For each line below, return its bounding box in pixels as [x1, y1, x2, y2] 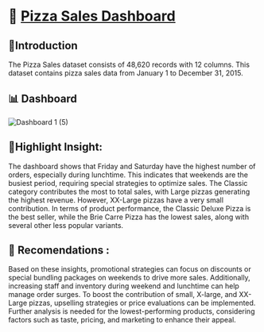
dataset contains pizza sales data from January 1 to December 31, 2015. [8, 68, 244, 78]
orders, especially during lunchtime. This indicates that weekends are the [8, 170, 249, 180]
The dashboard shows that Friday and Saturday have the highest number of [8, 161, 256, 171]
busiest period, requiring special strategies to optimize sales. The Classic [8, 178, 248, 187]
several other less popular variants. [8, 220, 124, 230]
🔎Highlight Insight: [8, 141, 103, 154]
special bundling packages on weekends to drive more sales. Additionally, [8, 273, 250, 283]
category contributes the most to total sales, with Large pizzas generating [8, 187, 250, 196]
